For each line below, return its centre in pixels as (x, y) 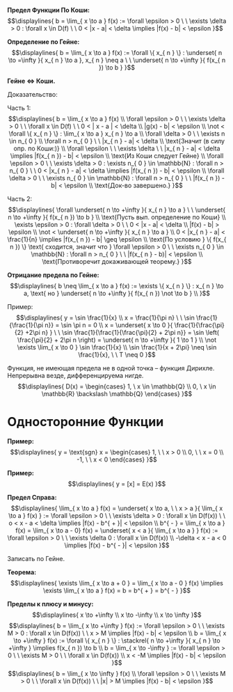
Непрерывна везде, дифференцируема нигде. (75, 376)
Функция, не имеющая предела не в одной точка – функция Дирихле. (111, 368)
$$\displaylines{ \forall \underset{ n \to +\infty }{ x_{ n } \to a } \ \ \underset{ (117, 210)
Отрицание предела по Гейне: (53, 275)
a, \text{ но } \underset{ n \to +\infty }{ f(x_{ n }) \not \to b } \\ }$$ (117, 293)
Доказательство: (32, 94)
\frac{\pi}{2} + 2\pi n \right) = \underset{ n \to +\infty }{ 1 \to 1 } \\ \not (117, 340)
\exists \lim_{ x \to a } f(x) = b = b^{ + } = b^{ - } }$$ (117, 590)
